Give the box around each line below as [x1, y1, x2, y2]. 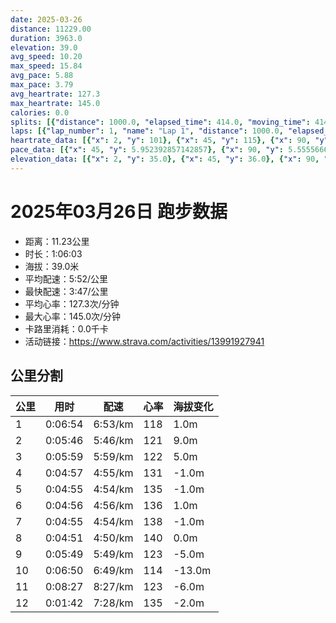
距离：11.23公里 [24, 235, 90, 247]
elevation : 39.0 [10, 42, 78, 53]
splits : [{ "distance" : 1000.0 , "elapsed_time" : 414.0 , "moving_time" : [10, 117, 311, 127]
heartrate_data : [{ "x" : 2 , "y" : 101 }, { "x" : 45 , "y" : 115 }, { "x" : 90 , [10, 136, 312, 146]
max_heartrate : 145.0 [10, 98, 101, 108]
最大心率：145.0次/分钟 [24, 310, 122, 322]
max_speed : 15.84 [10, 61, 83, 71]
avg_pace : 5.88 [10, 71, 74, 81]
